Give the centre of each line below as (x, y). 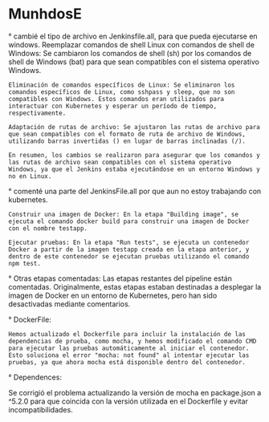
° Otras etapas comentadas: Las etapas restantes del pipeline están (120, 278)
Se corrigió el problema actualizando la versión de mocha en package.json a (135, 392)
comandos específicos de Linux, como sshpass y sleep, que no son (122, 92)
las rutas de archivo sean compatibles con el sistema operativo (120, 162)
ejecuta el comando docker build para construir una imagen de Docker (129, 221)
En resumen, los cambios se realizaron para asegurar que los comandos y (134, 155)
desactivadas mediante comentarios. (69, 304)
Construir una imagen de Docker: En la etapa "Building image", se (124, 214)
